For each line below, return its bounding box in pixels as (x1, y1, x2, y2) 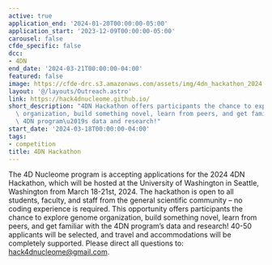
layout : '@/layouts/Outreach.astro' (8, 87, 132, 96)
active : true (8, 11, 53, 20)
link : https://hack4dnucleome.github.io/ (8, 95, 151, 103)
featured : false (8, 72, 63, 80)
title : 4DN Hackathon (8, 147, 82, 156)
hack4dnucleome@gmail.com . (8, 247, 110, 257)
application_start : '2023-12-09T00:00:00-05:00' (8, 27, 176, 35)
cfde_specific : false (8, 42, 82, 50)
